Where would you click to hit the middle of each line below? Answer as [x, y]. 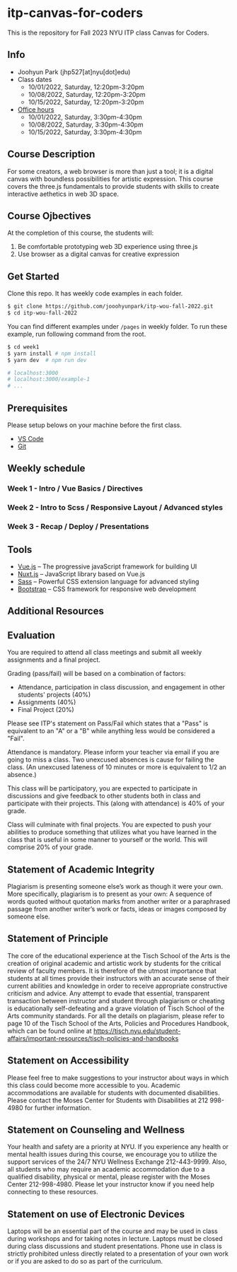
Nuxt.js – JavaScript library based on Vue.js [81, 573]
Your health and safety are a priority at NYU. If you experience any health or [118, 1147]
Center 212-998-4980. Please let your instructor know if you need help [111, 1184]
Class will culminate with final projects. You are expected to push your [109, 824]
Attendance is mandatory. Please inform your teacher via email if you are [113, 752]
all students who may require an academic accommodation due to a [106, 1169]
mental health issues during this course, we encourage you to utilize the [112, 1155]
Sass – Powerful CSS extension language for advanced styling [108, 581]
